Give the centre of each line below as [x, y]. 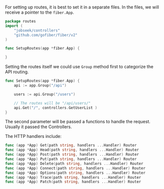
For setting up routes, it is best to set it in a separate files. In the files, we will [82, 7]
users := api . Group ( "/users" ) [45, 94]
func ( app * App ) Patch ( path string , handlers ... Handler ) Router [73, 182]
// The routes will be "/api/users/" [52, 103]
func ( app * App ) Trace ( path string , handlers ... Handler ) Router [73, 177]
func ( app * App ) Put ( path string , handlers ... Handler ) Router [71, 159]
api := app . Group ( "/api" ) [40, 85]
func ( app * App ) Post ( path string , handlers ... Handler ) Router [72, 155]
